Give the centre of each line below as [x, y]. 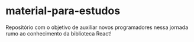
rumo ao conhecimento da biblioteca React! [59, 33]
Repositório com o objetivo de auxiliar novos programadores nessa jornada [97, 27]
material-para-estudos [63, 11]
